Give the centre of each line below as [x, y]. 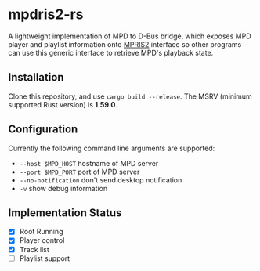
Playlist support [45, 258]
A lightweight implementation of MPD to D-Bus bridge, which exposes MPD [130, 36]
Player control [42, 240]
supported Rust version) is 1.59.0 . [63, 104]
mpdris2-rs [46, 14]
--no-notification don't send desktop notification [101, 180]
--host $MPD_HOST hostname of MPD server [89, 163]
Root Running [41, 232]
